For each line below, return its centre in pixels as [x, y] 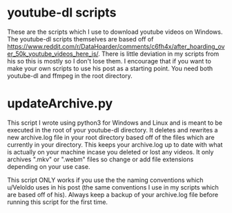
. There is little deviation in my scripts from [158, 54]
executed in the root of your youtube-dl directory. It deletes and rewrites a [113, 130]
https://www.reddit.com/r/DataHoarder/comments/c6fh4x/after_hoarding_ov [116, 46]
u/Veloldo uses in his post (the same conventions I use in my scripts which [113, 187]
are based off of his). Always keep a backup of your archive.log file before [113, 194]
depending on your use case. [49, 166]
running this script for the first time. [58, 202]
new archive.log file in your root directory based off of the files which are [111, 137]
